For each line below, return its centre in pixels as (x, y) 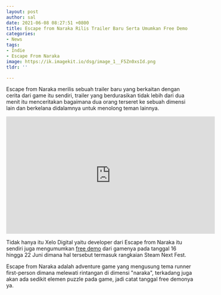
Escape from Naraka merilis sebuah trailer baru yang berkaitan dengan (93, 89)
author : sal (21, 17)
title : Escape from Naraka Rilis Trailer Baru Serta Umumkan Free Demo (97, 28)
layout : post (22, 12)
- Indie (16, 51)
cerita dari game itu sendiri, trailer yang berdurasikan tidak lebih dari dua (95, 95)
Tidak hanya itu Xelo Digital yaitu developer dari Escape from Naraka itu (94, 243)
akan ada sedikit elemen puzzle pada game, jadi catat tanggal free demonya (100, 279)
